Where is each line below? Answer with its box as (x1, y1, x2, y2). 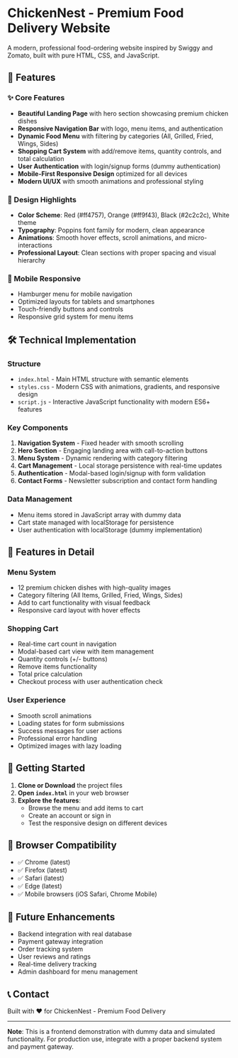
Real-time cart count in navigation (17, 640, 117, 649)
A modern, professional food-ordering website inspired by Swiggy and (7, 43, 213, 52)
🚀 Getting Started (7, 762, 86, 774)
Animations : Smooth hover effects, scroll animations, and (17, 233, 186, 242)
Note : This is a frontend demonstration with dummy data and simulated (7, 1027, 215, 1036)
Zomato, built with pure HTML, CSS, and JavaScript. (7, 51, 160, 60)
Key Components (7, 422, 69, 432)
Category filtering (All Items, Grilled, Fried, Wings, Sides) (17, 591, 183, 600)
